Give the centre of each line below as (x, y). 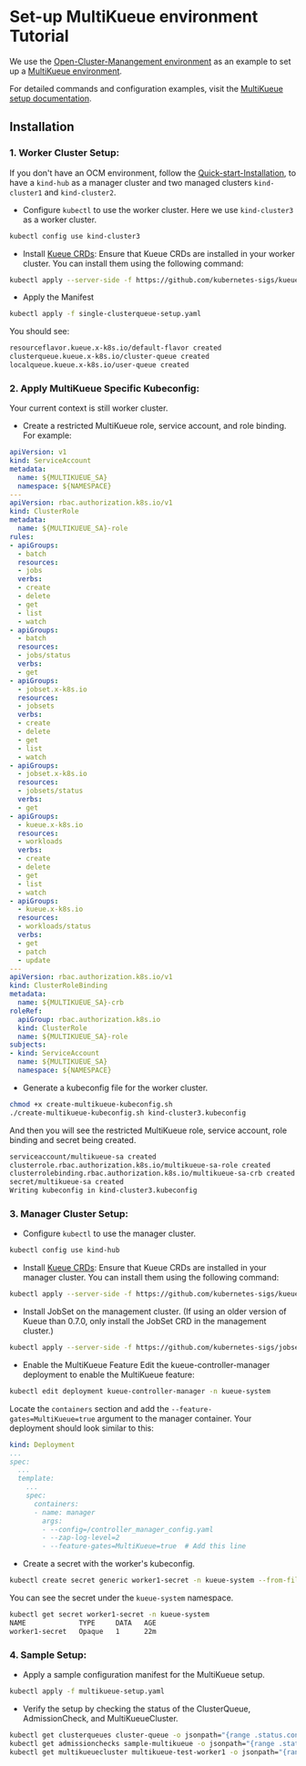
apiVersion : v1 (38, 453)
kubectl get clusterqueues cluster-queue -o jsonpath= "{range (130, 1735)
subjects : (28, 1045)
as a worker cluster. (60, 219)
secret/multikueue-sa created (67, 1182)
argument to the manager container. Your (174, 1418)
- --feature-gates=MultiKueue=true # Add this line (144, 1547)
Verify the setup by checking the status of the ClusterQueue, (137, 1709)
